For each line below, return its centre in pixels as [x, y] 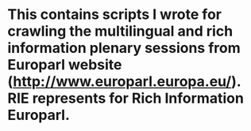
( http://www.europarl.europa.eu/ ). [124, 82]
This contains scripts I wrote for [114, 15]
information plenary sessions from [124, 48]
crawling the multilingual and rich [120, 31]
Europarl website [65, 65]
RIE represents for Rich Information [125, 98]
